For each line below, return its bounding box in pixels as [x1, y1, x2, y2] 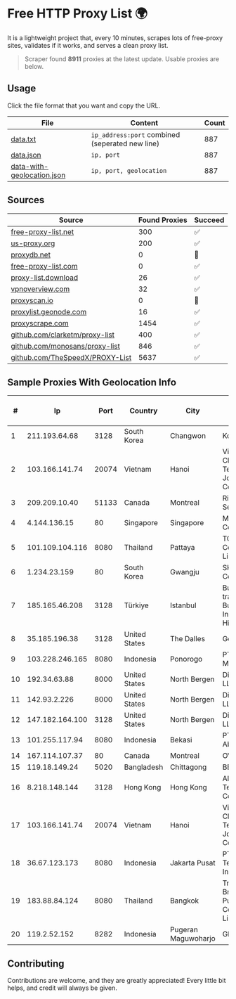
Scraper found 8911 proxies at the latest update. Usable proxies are [24, 54, 220, 63]
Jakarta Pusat [169, 858, 216, 868]
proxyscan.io [11, 295, 54, 305]
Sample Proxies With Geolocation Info [7, 376, 177, 388]
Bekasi [169, 735, 192, 745]
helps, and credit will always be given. [7, 984, 117, 992]
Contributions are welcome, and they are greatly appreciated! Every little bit [7, 977, 226, 985]
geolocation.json [11, 170, 66, 180]
